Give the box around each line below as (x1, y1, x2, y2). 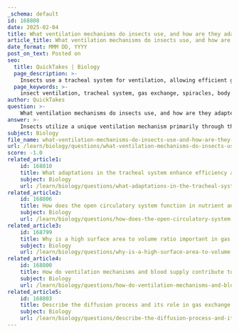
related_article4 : (7, 255, 62, 263)
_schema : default (7, 10, 59, 18)
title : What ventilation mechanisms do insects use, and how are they (7, 30, 221, 38)
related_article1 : (7, 156, 62, 164)
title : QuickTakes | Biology (14, 63, 100, 70)
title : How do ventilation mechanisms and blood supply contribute (20, 268, 224, 275)
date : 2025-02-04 (7, 23, 59, 31)
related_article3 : (7, 222, 62, 229)
